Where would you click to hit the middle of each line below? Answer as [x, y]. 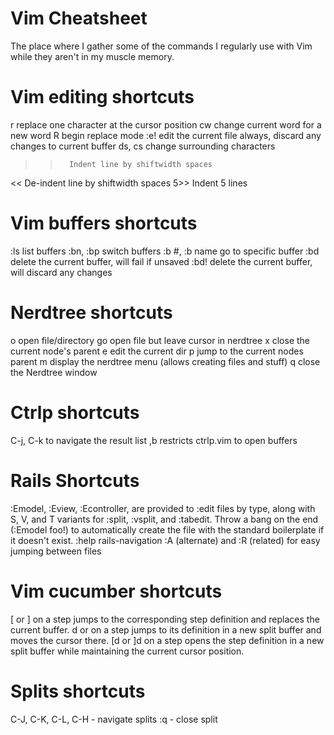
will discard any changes [61, 272]
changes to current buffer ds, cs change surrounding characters [143, 146]
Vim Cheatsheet [79, 18]
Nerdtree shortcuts [91, 313]
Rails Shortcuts [75, 480]
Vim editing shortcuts [102, 97]
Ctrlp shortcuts [75, 412]
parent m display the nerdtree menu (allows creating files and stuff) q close [165, 361]
